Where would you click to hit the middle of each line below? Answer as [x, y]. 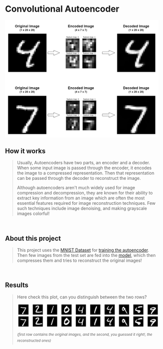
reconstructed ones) [34, 341]
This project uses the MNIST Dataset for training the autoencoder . [83, 250]
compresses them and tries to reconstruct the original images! [79, 260]
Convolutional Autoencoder [62, 9]
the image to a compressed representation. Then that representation [86, 173]
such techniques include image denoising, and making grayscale [82, 209]
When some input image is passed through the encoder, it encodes [84, 168]
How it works [25, 151]
